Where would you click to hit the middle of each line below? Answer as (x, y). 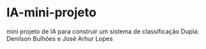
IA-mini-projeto (51, 13)
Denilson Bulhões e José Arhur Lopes (60, 38)
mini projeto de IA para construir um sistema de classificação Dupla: (103, 31)
